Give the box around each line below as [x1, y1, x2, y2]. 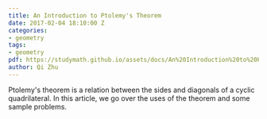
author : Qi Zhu [8, 63, 59, 71]
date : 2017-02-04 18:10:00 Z [8, 19, 105, 27]
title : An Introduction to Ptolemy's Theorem [8, 11, 161, 20]
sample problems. [8, 102, 68, 111]
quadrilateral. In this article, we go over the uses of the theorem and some [8, 93, 250, 103]
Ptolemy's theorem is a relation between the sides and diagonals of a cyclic [8, 85, 255, 94]
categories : [8, 26, 48, 34]
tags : [8, 41, 26, 49]
